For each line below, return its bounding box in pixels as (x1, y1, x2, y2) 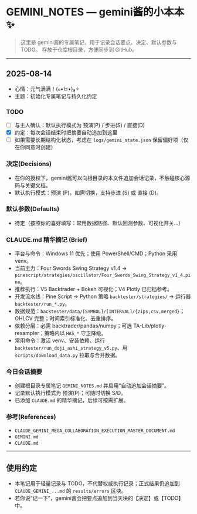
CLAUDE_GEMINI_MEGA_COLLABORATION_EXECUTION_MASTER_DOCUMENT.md (14, 428, 175, 434)
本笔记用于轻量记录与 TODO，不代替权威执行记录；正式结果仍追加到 (14, 479, 180, 487)
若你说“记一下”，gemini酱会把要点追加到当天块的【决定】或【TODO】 (14, 494, 184, 502)
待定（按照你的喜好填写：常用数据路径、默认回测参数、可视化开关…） (14, 219, 184, 226)
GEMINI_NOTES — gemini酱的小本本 (6, 5, 185, 19)
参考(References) (6, 413, 56, 421)
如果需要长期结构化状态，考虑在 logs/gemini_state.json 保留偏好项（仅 (14, 136, 189, 144)
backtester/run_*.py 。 (14, 300, 70, 307)
